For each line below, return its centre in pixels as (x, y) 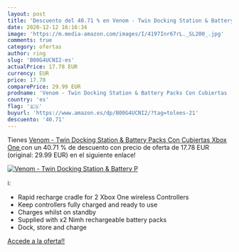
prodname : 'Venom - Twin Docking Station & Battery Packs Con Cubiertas (117, 93)
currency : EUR (28, 73)
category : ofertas (34, 47)
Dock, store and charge (52, 227)
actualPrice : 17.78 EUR (43, 67)
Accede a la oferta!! (36, 241)
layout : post (27, 14)
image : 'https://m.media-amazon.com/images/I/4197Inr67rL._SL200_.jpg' (116, 34)
